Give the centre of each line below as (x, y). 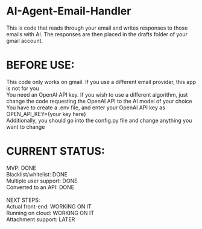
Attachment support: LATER (41, 219)
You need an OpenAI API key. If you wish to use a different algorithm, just (97, 94)
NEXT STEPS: (23, 200)
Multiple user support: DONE (42, 181)
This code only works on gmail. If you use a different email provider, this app (101, 82)
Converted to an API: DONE (40, 187)
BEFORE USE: (40, 65)
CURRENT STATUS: (56, 151)
